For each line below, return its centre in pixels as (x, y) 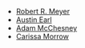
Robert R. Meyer (43, 11)
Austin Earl (34, 20)
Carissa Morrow (42, 36)
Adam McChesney (47, 28)
